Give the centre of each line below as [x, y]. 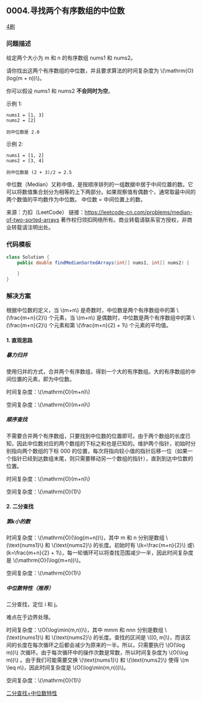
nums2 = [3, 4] [25, 161]
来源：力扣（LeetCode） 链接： [46, 212]
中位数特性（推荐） [30, 588]
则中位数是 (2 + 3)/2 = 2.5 [39, 173]
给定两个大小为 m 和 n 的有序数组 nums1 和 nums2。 [71, 58]
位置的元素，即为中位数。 [43, 379]
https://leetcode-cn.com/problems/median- [139, 212]
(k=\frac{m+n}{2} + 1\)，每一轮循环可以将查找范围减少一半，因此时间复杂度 [100, 553]
